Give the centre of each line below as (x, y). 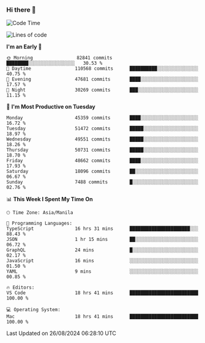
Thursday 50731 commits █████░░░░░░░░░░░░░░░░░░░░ (102, 150)
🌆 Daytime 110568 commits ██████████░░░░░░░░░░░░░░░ (102, 69)
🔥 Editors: (20, 288)
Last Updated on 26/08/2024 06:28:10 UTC (61, 333)
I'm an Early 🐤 (24, 47)
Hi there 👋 (21, 10)
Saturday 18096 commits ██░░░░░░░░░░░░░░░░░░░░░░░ (102, 171)
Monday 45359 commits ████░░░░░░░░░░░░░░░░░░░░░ (102, 118)
